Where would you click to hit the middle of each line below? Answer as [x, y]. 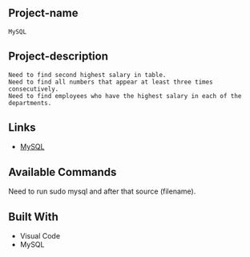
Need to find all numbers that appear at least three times [111, 82]
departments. [30, 103]
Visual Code [40, 236]
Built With [33, 216]
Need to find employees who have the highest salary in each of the [125, 96]
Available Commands [62, 172]
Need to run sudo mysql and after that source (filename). [102, 191]
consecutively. [34, 89]
